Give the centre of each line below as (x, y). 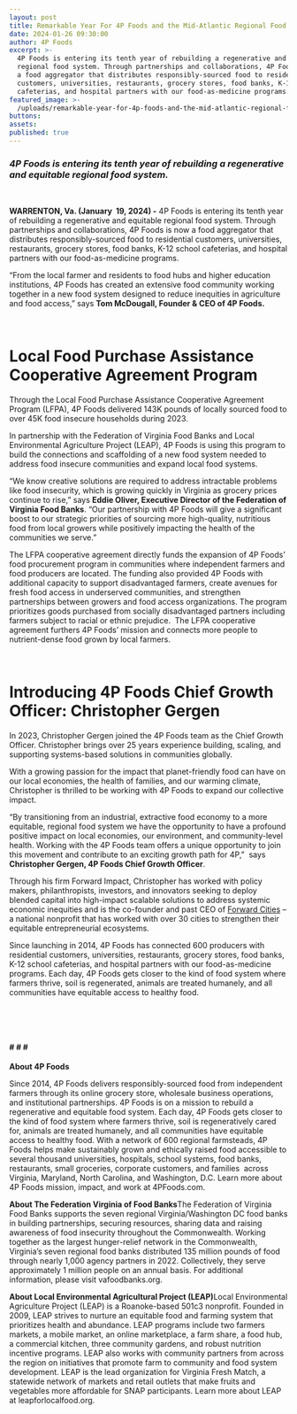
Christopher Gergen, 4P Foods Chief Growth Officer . (107, 864)
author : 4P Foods (41, 42)
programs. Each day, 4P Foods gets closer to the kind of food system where (148, 974)
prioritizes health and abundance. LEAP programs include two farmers (137, 1325)
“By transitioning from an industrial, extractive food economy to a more (138, 817)
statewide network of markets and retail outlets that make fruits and (133, 1381)
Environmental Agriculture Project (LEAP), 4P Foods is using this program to (147, 445)
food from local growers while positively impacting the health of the (132, 529)
